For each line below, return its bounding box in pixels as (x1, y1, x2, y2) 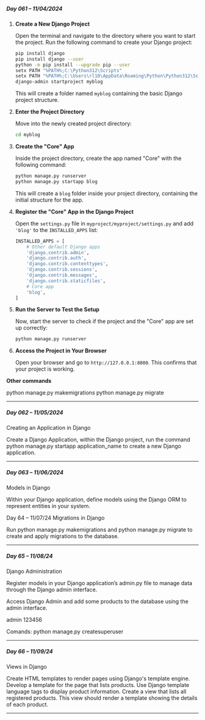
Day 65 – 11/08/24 (6, 552, 53, 559)
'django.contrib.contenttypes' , (26, 261, 109, 267)
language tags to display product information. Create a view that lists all (6, 688, 187, 696)
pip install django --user (15, 56, 84, 62)
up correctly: (15, 324, 48, 332)
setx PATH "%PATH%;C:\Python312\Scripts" (15, 67, 122, 73)
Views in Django (6, 663, 47, 671)
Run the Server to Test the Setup (15, 306, 99, 313)
